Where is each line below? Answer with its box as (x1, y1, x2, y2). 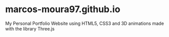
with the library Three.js (5, 25, 54, 31)
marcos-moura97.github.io (5, 4, 121, 15)
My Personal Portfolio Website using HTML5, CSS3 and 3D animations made (5, 20, 164, 26)
